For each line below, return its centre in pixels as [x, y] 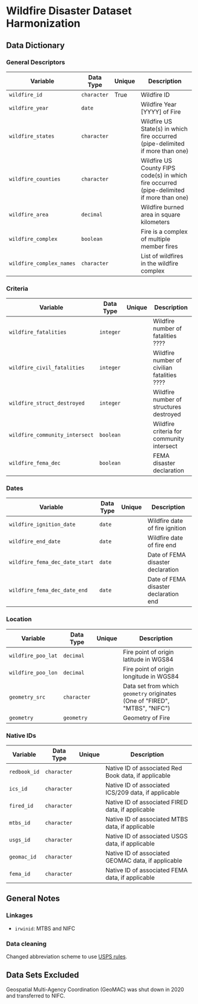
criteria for [167, 431]
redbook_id [24, 772]
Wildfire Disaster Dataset [69, 11]
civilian [163, 368]
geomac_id [23, 857]
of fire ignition [167, 528]
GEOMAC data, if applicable [144, 861]
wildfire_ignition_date [42, 524]
